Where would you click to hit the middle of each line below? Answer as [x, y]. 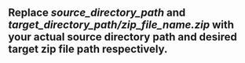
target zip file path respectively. [88, 49]
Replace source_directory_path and [97, 13]
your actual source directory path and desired [123, 37]
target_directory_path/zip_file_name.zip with [121, 25]
